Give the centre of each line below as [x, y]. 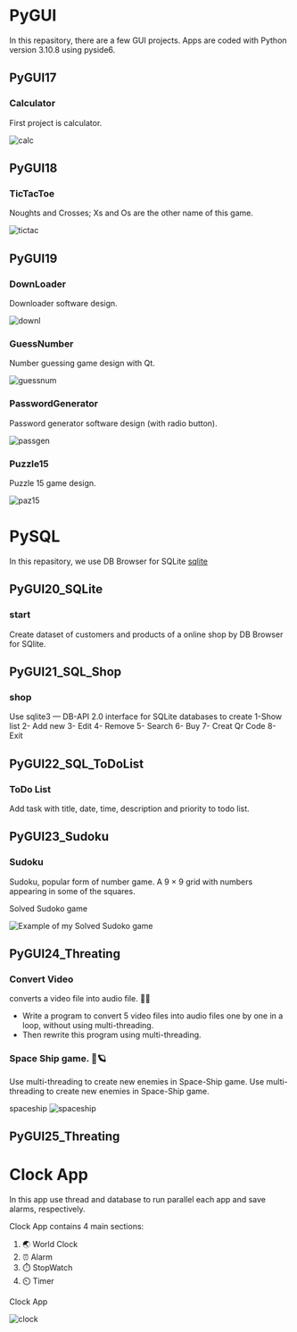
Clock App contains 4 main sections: [77, 1226]
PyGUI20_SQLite [56, 589]
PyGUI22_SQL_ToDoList [77, 763]
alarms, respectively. [48, 1209]
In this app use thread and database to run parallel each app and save [137, 1199]
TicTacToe [32, 193]
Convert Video [41, 979]
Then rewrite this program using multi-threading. [112, 1035]
